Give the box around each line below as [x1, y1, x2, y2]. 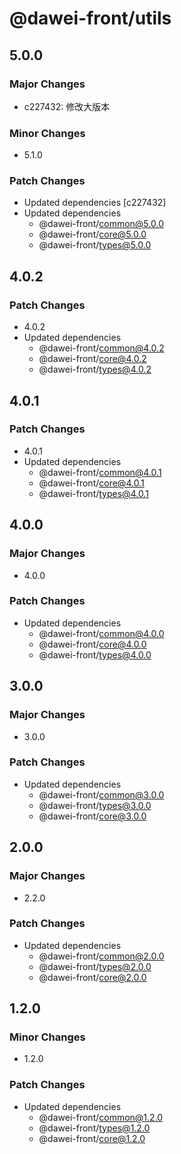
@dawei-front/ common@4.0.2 [38, 342, 165, 354]
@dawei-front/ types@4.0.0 [38, 648, 152, 661]
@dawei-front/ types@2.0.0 [38, 960, 152, 972]
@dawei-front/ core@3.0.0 [38, 810, 147, 822]
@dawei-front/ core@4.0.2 [38, 353, 147, 365]
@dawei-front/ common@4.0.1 [38, 466, 162, 478]
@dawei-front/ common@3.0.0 [38, 788, 165, 801]
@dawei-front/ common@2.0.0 [38, 950, 165, 962]
